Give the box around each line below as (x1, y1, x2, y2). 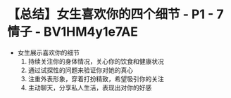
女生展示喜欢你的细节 (17, 48, 80, 57)
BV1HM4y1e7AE (43, 24, 139, 40)
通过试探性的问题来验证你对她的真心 (27, 66, 134, 74)
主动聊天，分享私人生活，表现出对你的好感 (27, 83, 152, 92)
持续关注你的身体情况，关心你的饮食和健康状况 (27, 57, 164, 65)
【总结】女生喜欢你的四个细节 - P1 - (7, 6, 214, 22)
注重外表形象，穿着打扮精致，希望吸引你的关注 (27, 74, 164, 83)
